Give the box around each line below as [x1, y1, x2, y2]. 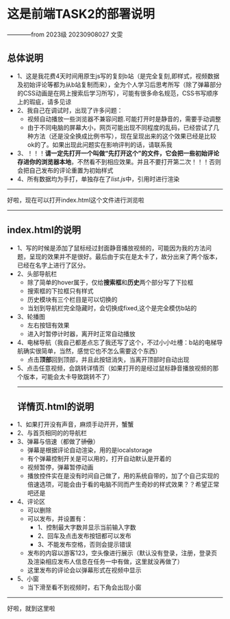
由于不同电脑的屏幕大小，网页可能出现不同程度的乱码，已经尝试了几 [27, 123, 220, 131]
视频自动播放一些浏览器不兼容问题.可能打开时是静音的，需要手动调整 [27, 115, 221, 123]
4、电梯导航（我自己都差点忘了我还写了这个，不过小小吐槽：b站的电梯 [16, 338, 217, 347]
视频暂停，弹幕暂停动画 [27, 463, 94, 471]
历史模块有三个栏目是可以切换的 [27, 295, 118, 303]
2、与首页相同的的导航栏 [16, 429, 88, 437]
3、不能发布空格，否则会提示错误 [37, 540, 132, 549]
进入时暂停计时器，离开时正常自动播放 [27, 329, 136, 338]
